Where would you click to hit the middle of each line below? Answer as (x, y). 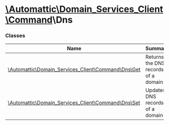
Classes (15, 36)
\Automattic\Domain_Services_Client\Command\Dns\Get (74, 70)
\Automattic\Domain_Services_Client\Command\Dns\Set (74, 103)
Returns (155, 57)
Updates (155, 90)
